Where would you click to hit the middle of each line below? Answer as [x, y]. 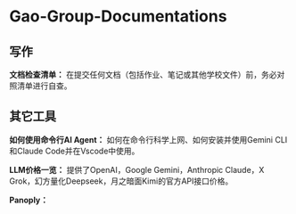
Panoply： [29, 200]
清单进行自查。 [44, 86]
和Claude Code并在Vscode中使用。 [74, 151]
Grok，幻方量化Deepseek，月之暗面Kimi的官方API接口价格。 [121, 181]
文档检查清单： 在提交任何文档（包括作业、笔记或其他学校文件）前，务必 [143, 74]
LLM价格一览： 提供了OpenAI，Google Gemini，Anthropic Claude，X [137, 169]
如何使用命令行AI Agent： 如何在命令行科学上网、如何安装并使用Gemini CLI [148, 139]
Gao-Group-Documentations [118, 16]
